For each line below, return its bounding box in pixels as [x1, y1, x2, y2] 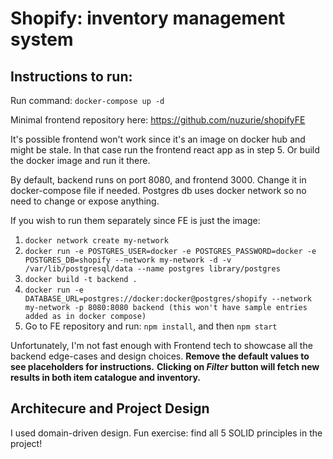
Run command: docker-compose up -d [10, 95, 165, 106]
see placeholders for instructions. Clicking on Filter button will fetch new [10, 361, 320, 372]
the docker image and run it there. [10, 155, 151, 166]
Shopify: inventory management [10, 7, 286, 30]
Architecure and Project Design [10, 400, 210, 417]
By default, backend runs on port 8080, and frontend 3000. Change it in [10, 174, 307, 186]
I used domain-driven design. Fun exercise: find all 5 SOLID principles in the [10, 427, 323, 439]
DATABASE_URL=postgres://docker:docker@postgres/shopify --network [24, 294, 312, 304]
